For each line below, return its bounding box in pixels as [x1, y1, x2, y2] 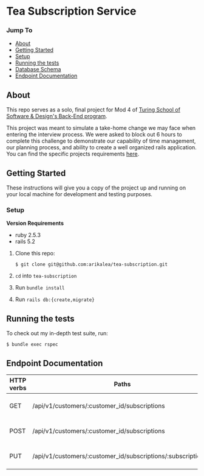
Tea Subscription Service [6, 4, 137, 18]
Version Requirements [6, 219, 64, 227]
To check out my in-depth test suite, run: [6, 330, 108, 337]
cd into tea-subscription [15, 272, 77, 280]
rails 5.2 [15, 238, 35, 245]
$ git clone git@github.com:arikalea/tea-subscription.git [15, 261, 168, 268]
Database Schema [15, 66, 61, 73]
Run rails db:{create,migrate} [15, 296, 95, 303]
